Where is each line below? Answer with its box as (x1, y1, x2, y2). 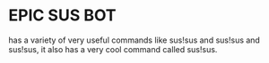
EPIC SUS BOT (8, 5, 117, 26)
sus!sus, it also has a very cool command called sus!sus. (8, 43, 218, 54)
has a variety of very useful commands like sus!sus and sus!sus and (8, 35, 261, 45)
